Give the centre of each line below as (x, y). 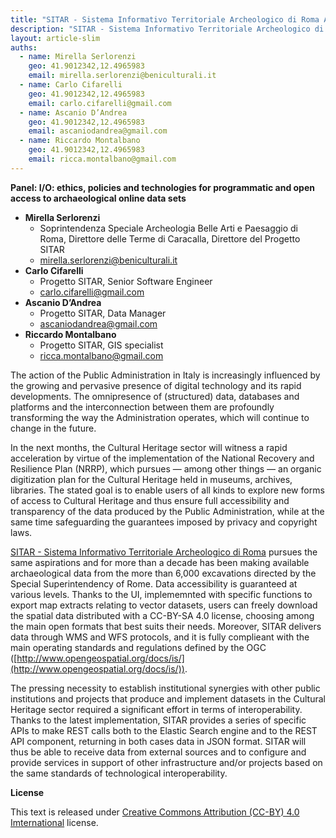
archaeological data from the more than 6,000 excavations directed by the (163, 573)
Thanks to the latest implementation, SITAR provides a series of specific (158, 720)
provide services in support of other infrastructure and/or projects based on (166, 762)
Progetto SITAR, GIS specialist (101, 345)
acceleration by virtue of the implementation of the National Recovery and (162, 458)
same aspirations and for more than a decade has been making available (160, 562)
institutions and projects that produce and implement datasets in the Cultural (168, 698)
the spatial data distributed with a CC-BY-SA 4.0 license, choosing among (162, 615)
